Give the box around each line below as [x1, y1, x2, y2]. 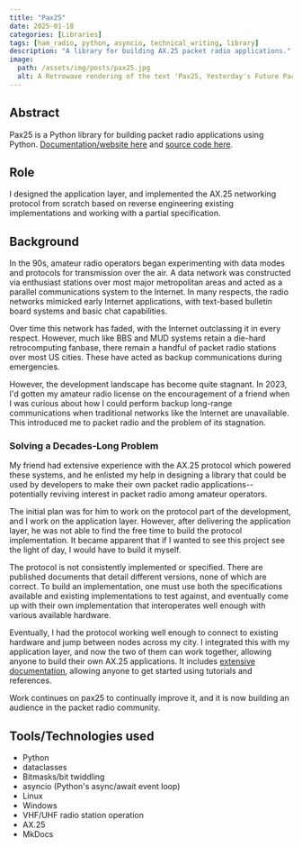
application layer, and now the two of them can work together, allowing [9, 646, 272, 658]
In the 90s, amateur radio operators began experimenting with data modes [9, 258, 286, 269]
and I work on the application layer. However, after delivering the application [9, 515, 291, 527]
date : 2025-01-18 [9, 22, 75, 31]
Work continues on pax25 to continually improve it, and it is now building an [9, 693, 289, 704]
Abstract [9, 105, 60, 121]
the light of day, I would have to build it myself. [9, 544, 182, 555]
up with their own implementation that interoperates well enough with [9, 600, 266, 611]
